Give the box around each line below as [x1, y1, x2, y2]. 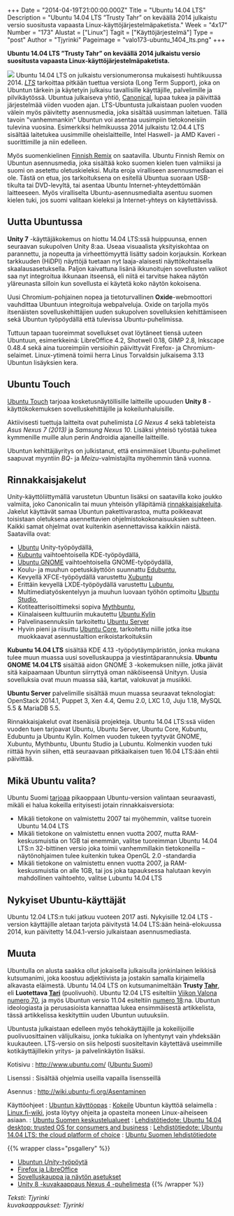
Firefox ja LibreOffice [17, 1165, 78, 1173]
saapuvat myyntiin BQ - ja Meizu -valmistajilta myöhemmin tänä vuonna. [7, 454, 212, 462]
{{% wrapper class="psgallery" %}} [7, 1144, 110, 1152]
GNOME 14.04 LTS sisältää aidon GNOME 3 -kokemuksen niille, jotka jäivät [7, 660, 224, 669]
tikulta [7, 181, 26, 189]
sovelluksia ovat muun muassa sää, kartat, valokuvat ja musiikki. [7, 676, 192, 684]
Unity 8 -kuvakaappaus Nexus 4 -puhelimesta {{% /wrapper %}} [17, 1180, 205, 1188]
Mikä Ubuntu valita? [7, 775, 96, 787]
